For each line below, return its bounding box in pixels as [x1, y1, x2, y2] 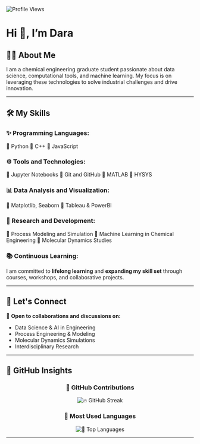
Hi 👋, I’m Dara [6, 27, 74, 40]
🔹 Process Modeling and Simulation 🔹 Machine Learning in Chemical [6, 230, 174, 237]
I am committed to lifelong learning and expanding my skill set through [6, 267, 183, 275]
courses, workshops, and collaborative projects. [6, 273, 124, 281]
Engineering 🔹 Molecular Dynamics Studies [6, 237, 112, 244]
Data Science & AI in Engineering [14, 324, 96, 331]
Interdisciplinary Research [14, 342, 79, 350]
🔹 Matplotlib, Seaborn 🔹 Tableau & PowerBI [6, 202, 112, 209]
